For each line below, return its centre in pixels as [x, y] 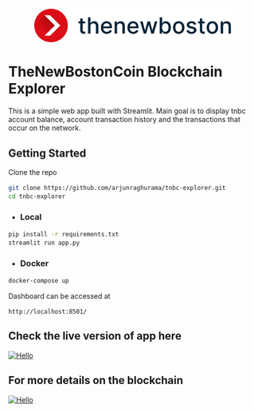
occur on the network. [45, 128]
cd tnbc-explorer [37, 196]
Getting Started [47, 153]
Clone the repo [33, 172]
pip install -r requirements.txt [64, 234]
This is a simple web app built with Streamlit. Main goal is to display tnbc [127, 111]
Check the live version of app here [95, 336]
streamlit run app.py [44, 243]
